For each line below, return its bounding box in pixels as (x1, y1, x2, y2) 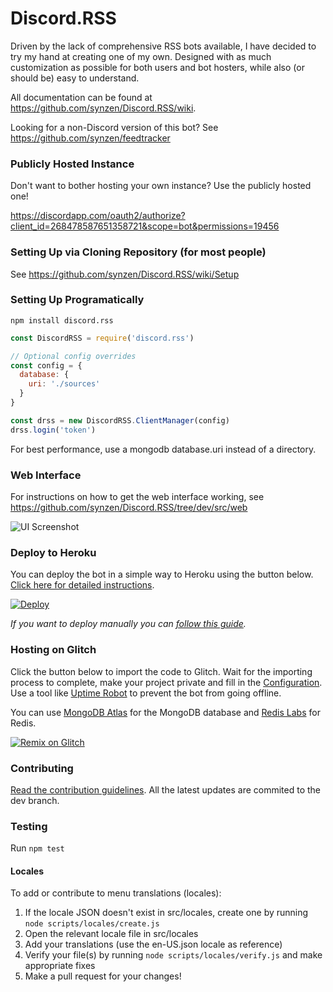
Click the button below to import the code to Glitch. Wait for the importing (10, 665, 313, 677)
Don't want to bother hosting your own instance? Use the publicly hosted (10, 180, 312, 192)
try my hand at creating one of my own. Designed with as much (10, 50, 272, 62)
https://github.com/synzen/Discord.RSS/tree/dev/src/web (10, 502, 248, 513)
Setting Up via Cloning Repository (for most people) (10, 245, 267, 259)
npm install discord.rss (10, 315, 114, 326)
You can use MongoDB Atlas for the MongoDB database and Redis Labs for (10, 706, 321, 718)
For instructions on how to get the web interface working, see (10, 491, 265, 502)
